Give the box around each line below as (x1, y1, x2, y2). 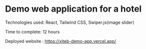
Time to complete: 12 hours (5, 29, 60, 34)
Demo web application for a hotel (5, 3, 142, 15)
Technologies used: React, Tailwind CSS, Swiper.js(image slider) (5, 19, 134, 25)
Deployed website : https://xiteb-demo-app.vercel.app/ (5, 38, 116, 44)
